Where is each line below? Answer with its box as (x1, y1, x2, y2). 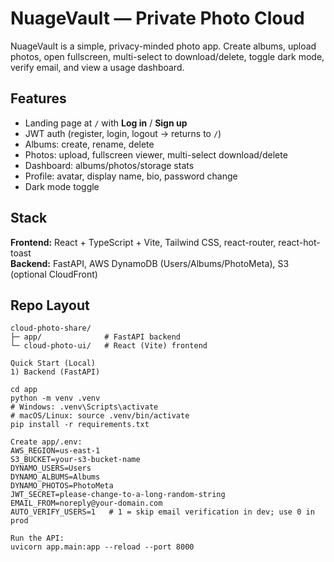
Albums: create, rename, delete (24, 138, 155, 150)
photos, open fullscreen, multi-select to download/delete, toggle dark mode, (10, 50, 325, 62)
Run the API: (10, 533, 65, 544)
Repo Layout (10, 297, 90, 314)
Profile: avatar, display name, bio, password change (24, 170, 238, 182)
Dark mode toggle (24, 180, 100, 192)
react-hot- (278, 236, 321, 248)
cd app (10, 385, 38, 395)
